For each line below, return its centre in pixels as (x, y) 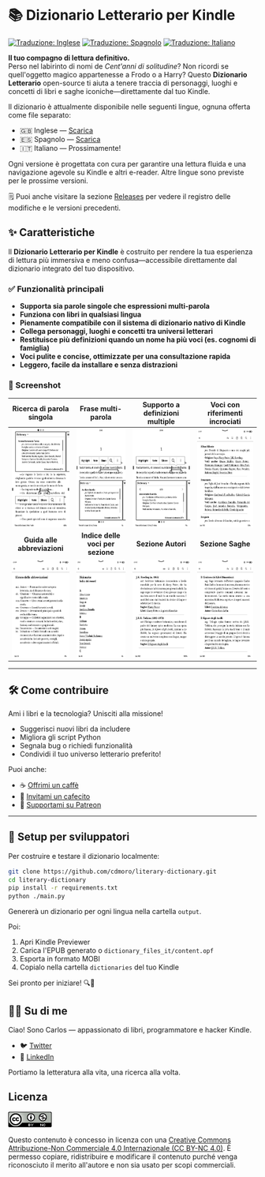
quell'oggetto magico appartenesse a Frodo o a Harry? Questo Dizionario (128, 74)
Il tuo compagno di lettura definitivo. (69, 58)
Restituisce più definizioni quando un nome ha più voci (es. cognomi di (138, 339)
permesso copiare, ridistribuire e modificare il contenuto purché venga (123, 1156)
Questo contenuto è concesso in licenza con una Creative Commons (119, 1140)
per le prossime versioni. (48, 180)
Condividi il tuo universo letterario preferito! (90, 754)
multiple (161, 421)
